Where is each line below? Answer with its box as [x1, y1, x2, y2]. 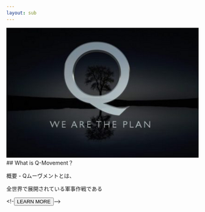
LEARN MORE [16, 199, 51, 205]
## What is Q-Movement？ [6, 159, 74, 167]
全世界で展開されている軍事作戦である [6, 185, 103, 193]
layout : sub [6, 10, 37, 16]
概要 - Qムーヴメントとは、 [6, 172, 75, 180]
